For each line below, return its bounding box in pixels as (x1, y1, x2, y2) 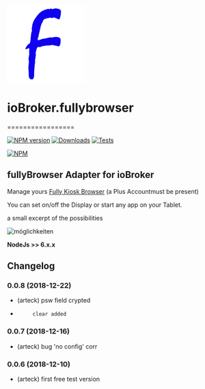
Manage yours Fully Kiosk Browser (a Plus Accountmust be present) (7, 187, 200, 195)
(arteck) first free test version (16, 375, 100, 384)
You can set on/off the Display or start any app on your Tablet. (7, 201, 182, 209)
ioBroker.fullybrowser (7, 100, 135, 116)
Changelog (7, 260, 55, 272)
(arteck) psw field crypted (16, 297, 91, 305)
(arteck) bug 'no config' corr (16, 342, 98, 351)
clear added (32, 311, 67, 318)
